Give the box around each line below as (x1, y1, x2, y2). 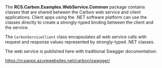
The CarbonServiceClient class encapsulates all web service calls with (5, 34, 147, 40)
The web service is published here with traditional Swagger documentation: (5, 48, 157, 54)
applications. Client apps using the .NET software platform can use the (5, 14, 147, 20)
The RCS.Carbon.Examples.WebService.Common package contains (5, 4, 145, 10)
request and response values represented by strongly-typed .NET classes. (5, 39, 155, 45)
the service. (5, 25, 29, 30)
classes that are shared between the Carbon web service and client (5, 9, 141, 15)
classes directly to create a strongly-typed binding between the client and (5, 19, 154, 25)
